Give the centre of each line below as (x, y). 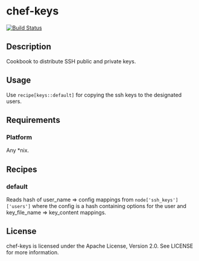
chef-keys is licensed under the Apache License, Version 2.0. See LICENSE (100, 246)
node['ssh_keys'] (156, 200)
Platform (19, 137)
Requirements (33, 120)
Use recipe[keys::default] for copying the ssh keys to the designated (94, 95)
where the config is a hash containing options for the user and (109, 206)
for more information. (33, 252)
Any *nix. (17, 150)
